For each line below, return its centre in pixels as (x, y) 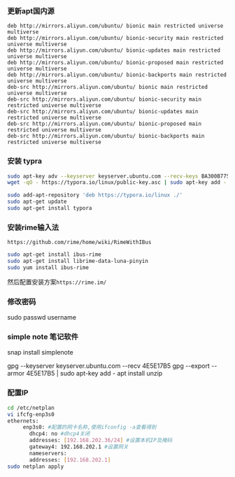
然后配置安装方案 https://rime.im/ (57, 282)
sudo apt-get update (37, 202)
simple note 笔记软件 (43, 337)
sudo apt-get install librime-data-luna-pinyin (78, 261)
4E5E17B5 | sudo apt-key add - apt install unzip (94, 373)
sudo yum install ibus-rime (48, 268)
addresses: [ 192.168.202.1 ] (70, 460)
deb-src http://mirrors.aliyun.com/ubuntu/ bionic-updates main (103, 112)
